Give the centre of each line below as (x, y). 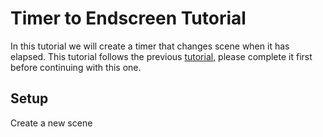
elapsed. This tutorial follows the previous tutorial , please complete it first (161, 56)
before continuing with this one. (76, 67)
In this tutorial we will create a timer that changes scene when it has (150, 46)
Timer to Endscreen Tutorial (128, 18)
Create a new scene (51, 123)
